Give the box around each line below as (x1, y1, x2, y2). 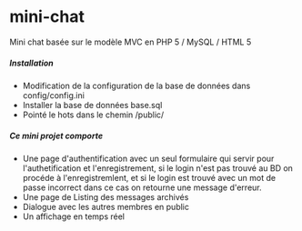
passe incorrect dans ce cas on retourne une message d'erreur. (22, 182, 262, 193)
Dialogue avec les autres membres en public (22, 201, 189, 212)
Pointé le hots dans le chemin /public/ (22, 109, 165, 120)
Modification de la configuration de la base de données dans (22, 80, 251, 91)
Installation (9, 57, 54, 68)
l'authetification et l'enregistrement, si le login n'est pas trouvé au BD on (22, 162, 294, 174)
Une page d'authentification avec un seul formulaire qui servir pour (22, 153, 275, 164)
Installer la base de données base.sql (22, 99, 163, 110)
